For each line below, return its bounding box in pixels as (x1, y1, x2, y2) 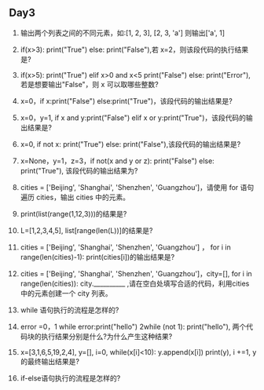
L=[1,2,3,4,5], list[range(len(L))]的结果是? (20, 225, 153, 235)
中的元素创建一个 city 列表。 (20, 288, 112, 297)
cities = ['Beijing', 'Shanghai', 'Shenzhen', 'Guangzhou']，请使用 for (20, 182, 239, 191)
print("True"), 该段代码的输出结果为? (20, 166, 138, 175)
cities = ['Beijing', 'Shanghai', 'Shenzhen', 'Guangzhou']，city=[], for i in (20, 268, 252, 278)
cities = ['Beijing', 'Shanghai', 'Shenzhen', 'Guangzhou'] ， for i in (20, 242, 231, 252)
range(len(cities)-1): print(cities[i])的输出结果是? (20, 252, 175, 261)
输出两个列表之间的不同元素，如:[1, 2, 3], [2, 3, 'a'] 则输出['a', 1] (20, 27, 225, 38)
